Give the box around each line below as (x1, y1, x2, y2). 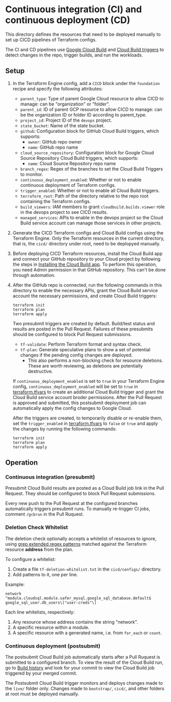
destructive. (27, 368, 53, 374)
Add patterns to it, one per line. (12, 571, 78, 577)
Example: (5, 581, 25, 587)
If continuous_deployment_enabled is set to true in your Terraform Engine (12, 378, 165, 384)
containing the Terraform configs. (20, 198, 91, 204)
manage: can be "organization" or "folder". (20, 101, 110, 107)
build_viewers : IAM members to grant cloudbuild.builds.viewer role (20, 204, 165, 210)
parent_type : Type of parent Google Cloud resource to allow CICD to (20, 95, 164, 101)
